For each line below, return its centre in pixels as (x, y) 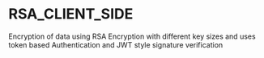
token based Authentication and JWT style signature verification (116, 44)
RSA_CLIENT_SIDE (71, 14)
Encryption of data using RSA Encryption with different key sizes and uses (132, 36)
